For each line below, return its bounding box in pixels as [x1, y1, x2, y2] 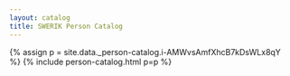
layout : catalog [9, 13, 70, 23]
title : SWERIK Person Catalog [9, 22, 124, 31]
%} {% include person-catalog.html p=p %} [9, 56, 173, 67]
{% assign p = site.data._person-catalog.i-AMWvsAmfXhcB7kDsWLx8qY [9, 46, 282, 57]
